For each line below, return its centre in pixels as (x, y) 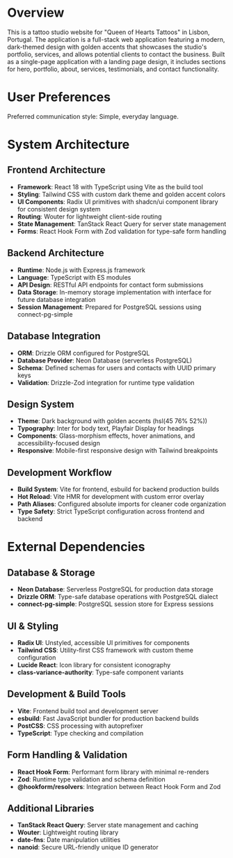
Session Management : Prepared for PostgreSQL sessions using (109, 307)
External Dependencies (76, 547)
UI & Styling (33, 626)
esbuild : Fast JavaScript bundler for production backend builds (108, 718)
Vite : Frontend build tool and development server (88, 710)
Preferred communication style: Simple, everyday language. (93, 116)
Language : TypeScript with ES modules (74, 277)
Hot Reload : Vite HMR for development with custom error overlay (111, 497)
